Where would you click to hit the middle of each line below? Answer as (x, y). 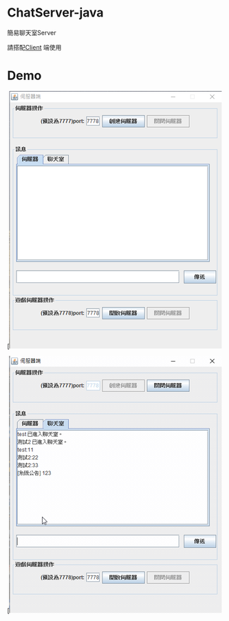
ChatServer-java (56, 13)
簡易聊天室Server (32, 32)
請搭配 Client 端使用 (34, 47)
